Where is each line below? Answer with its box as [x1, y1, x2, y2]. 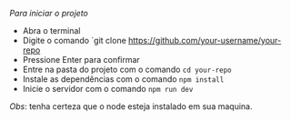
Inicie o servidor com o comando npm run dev [22, 84, 194, 94]
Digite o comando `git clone [22, 35, 127, 45]
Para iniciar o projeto [9, 8, 88, 18]
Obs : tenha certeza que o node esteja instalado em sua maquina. [9, 101, 253, 112]
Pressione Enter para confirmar [22, 55, 141, 65]
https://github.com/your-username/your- [128, 35, 282, 45]
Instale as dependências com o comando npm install [22, 74, 225, 85]
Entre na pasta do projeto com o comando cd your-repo [22, 64, 232, 75]
